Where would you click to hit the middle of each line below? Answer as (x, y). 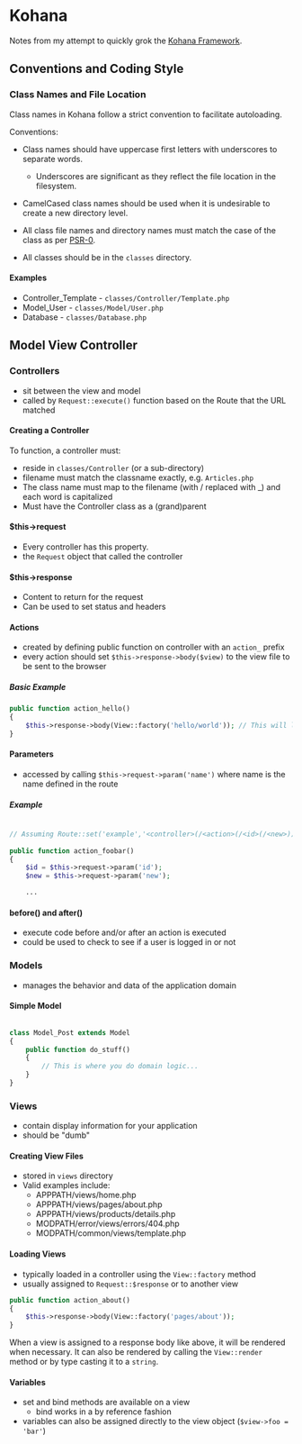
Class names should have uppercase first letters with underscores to (150, 149)
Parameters (31, 754)
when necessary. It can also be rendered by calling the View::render (136, 1352)
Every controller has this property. (85, 547)
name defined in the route (70, 784)
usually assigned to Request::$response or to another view (130, 1284)
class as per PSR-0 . (59, 240)
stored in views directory (68, 1176)
